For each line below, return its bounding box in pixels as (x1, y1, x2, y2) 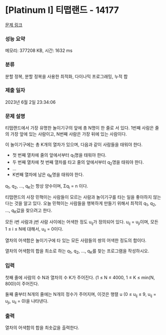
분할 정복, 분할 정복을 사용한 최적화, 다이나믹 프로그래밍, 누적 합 (5, 73, 128, 79)
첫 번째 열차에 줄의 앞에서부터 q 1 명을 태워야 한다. (12, 152, 107, 159)
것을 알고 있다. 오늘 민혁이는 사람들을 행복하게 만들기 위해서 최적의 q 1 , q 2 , (14, 200, 157, 208)
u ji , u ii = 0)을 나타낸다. (5, 298, 49, 305)
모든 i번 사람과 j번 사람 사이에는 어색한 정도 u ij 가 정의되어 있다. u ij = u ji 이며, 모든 (5, 219, 159, 226)
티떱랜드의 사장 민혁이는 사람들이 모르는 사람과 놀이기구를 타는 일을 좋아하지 (5, 194, 152, 200)
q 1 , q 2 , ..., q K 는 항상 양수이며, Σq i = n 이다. (5, 183, 88, 190)
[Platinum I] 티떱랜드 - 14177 (5, 4, 119, 16)
